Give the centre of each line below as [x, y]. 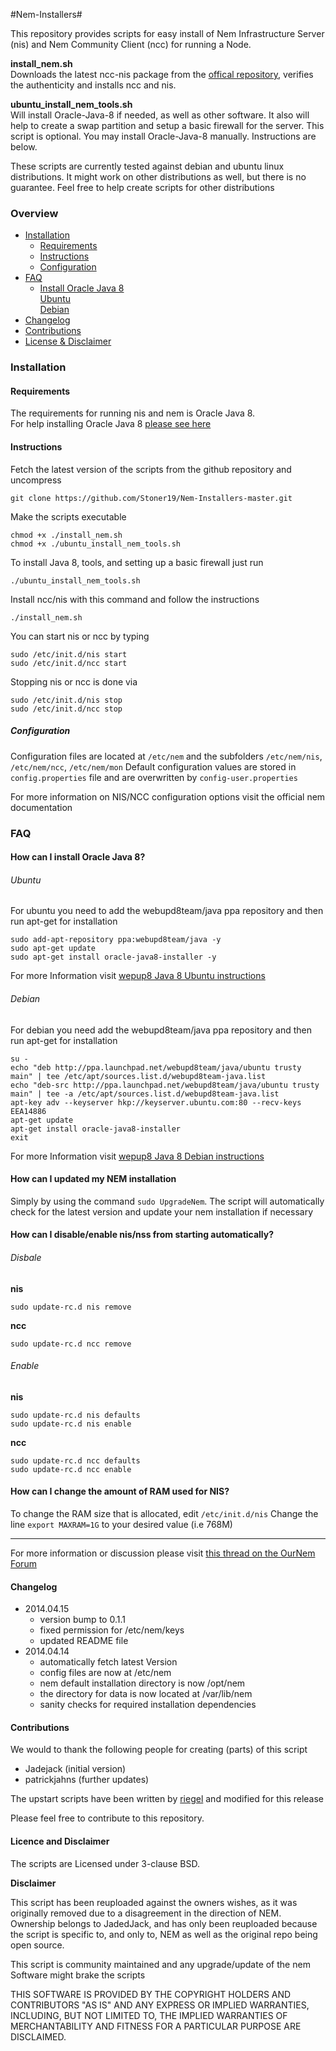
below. [24, 147]
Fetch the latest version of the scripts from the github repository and [151, 469]
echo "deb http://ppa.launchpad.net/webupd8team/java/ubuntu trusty [156, 1067]
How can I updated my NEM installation [93, 1179]
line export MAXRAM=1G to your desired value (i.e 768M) [121, 1524]
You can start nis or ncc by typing [80, 636]
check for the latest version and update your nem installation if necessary [162, 1211]
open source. [37, 1945]
